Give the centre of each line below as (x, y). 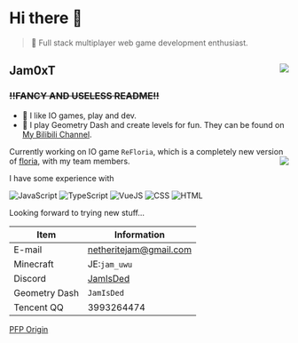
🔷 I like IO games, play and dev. (79, 116)
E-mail (28, 250)
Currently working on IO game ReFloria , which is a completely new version (146, 151)
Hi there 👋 (46, 18)
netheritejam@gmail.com (140, 250)
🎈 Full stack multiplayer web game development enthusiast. (139, 43)
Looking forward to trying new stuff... (77, 212)
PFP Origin (29, 329)
